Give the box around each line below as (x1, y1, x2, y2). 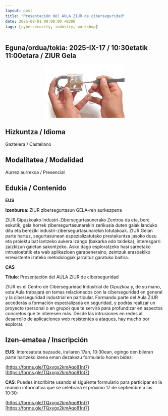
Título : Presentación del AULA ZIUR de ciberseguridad (5, 274, 119, 280)
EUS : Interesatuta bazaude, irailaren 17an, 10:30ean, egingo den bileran (5, 349, 153, 355)
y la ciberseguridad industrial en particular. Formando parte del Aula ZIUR (5, 294, 158, 300)
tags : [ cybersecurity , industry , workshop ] (5, 24, 98, 29)
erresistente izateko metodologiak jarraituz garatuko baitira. (5, 254, 130, 260)
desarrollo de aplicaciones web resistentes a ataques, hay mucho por (5, 316, 150, 322)
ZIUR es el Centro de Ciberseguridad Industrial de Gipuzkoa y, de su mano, (5, 283, 161, 289)
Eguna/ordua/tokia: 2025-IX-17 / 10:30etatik (5, 43, 148, 52)
